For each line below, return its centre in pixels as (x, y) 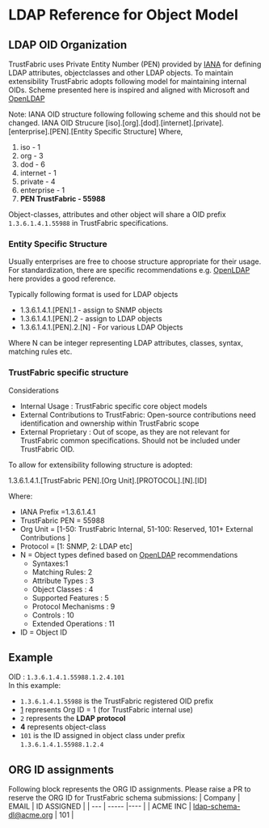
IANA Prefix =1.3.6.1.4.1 (58, 512)
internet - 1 (38, 173)
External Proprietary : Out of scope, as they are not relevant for (125, 431)
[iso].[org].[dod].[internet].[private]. (165, 123)
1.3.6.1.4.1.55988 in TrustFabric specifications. (88, 223)
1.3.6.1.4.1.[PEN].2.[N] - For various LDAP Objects (101, 327)
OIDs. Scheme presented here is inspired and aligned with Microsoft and (129, 90)
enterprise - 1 (42, 190)
